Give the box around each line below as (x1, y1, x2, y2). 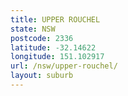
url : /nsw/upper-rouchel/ (10, 61, 118, 71)
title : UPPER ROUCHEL (10, 14, 101, 25)
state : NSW (10, 24, 56, 34)
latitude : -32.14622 (10, 42, 97, 53)
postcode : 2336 (10, 33, 74, 43)
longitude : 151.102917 (10, 52, 105, 62)
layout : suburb (10, 71, 74, 81)
